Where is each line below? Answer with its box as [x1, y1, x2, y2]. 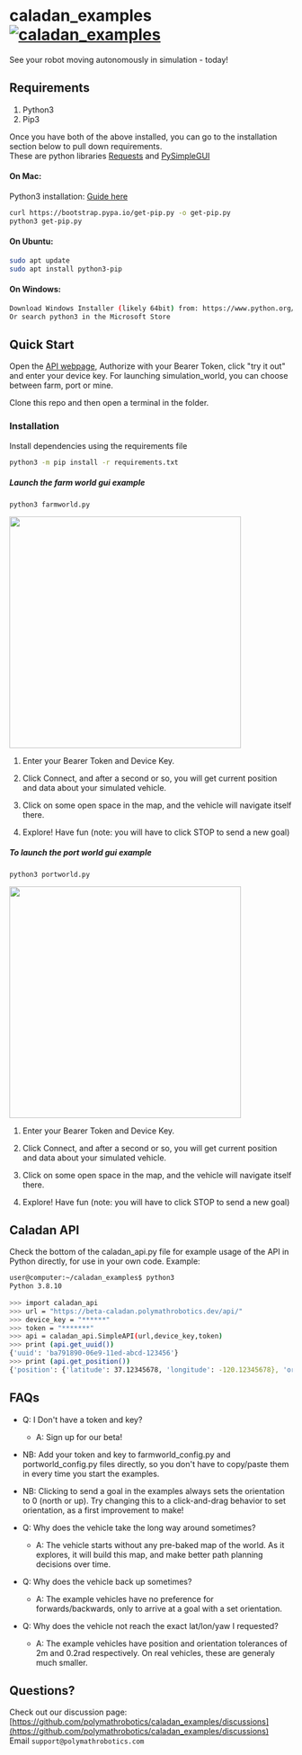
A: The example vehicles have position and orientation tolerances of [35, 1638, 288, 1649]
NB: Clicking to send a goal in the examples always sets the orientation [22, 1485, 285, 1496]
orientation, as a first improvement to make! [22, 1504, 184, 1516]
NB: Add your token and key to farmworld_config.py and [22, 1449, 231, 1460]
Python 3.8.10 [9, 1282, 63, 1291]
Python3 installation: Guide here [9, 191, 129, 201]
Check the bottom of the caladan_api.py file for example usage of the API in [9, 1247, 289, 1258]
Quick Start [9, 337, 75, 352]
